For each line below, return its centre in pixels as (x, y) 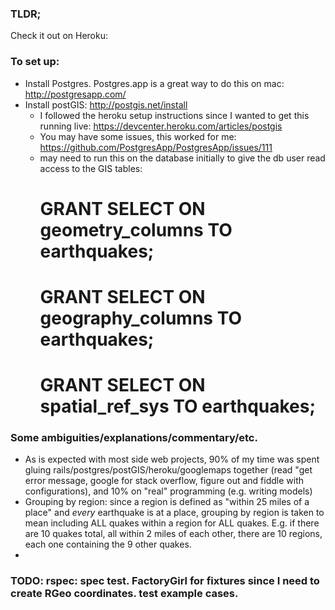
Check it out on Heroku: (59, 36)
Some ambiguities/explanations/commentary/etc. (134, 438)
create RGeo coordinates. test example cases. (124, 594)
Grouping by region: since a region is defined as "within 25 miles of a (167, 502)
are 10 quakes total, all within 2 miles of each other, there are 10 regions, (173, 534)
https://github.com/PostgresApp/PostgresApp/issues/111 (156, 147)
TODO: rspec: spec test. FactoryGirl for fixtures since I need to (165, 581)
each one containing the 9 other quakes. (108, 544)
